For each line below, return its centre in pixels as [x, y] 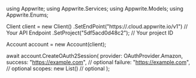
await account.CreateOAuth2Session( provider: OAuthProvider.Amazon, [95, 56]
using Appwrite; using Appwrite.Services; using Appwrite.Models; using [95, 9]
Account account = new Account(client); [56, 44]
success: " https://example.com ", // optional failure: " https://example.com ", [98, 62]
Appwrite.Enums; [28, 15]
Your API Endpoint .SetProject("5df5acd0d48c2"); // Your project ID [90, 33]
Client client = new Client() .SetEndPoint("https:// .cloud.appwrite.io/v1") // [97, 26]
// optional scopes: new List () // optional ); [58, 68]
